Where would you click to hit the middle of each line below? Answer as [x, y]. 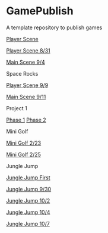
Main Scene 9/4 [26, 62]
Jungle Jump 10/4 [28, 212]
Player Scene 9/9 [27, 85]
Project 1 [17, 108]
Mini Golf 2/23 [24, 143]
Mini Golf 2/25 [24, 154]
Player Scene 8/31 [28, 50]
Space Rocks [22, 73]
